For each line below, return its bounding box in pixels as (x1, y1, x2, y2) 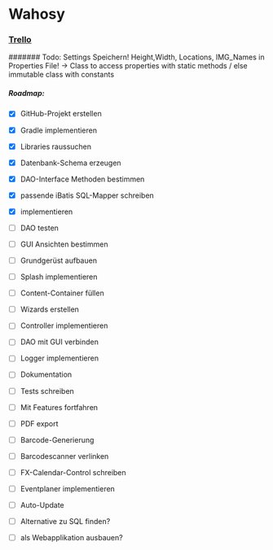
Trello (8, 34, 32, 46)
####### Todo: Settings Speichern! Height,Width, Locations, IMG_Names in (8, 52, 265, 62)
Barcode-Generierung (20, 434, 95, 444)
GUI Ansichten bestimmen (20, 239, 108, 249)
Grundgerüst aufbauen (20, 255, 98, 265)
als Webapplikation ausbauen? (20, 533, 124, 543)
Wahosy (8, 5, 65, 24)
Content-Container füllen (20, 288, 104, 298)
